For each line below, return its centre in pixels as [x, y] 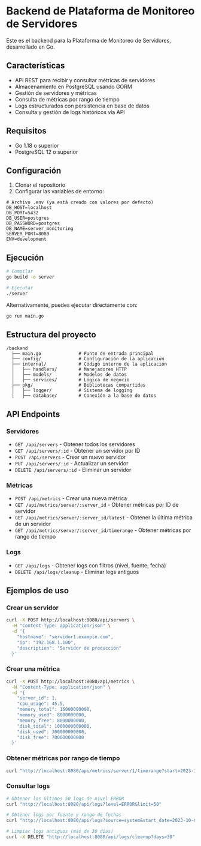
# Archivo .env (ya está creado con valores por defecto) [80, 202]
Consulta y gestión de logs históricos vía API [70, 112]
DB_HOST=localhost [29, 208]
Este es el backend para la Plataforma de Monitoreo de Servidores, [89, 40]
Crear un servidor [32, 608]
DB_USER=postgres [28, 218]
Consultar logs [28, 786]
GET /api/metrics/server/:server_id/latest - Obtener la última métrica [104, 518]
